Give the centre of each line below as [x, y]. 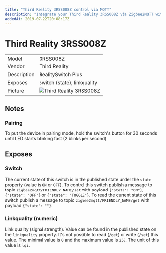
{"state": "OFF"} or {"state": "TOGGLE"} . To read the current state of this [81, 195]
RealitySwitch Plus [61, 75]
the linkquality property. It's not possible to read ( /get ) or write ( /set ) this [82, 234]
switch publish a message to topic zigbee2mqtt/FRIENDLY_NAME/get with [77, 200]
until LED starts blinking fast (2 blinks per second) [56, 139]
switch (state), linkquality [68, 83]
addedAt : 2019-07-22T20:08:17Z [37, 19]
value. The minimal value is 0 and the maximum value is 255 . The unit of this [82, 240]
